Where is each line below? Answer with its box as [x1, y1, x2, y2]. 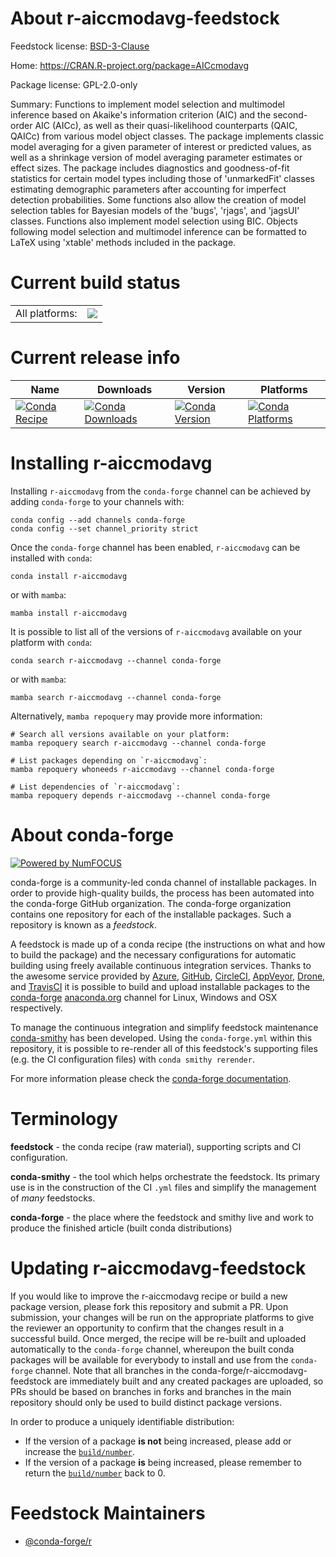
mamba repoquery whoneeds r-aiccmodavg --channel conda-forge [10, 764, 275, 774]
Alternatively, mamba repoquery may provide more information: [10, 710, 263, 722]
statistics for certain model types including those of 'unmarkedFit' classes [10, 172, 315, 184]
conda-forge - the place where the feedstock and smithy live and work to [10, 1211, 314, 1223]
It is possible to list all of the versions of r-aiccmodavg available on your [10, 625, 303, 637]
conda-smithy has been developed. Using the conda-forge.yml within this [10, 1032, 313, 1044]
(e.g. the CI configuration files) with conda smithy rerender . [10, 1053, 255, 1065]
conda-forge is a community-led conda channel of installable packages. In [10, 876, 317, 888]
